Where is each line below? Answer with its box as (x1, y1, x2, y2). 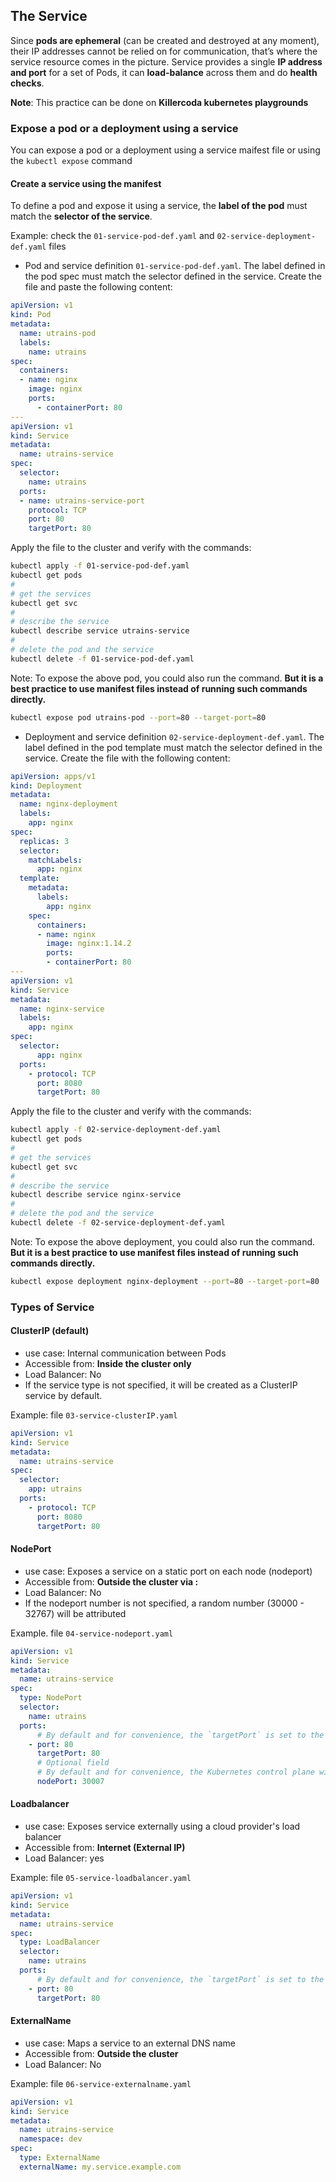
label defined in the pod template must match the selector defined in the (24, 741, 323, 753)
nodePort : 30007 (36, 1777, 105, 1787)
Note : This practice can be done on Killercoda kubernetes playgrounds (10, 96, 309, 108)
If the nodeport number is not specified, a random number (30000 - (24, 1597, 305, 1609)
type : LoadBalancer (19, 1937, 101, 1948)
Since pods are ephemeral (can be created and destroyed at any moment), (10, 34, 320, 46)
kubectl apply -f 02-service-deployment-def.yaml (10, 1125, 222, 1135)
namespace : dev (19, 2134, 83, 2144)
